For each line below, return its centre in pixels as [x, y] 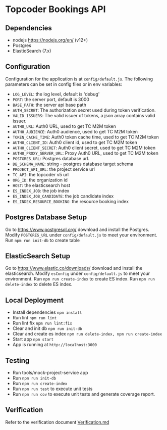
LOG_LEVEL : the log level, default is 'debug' [56, 94]
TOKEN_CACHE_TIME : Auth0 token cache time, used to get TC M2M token [86, 137]
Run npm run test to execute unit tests [52, 389]
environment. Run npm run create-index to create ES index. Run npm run [80, 279]
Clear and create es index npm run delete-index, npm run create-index [87, 334]
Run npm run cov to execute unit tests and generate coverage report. [84, 394]
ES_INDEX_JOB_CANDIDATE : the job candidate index [63, 196]
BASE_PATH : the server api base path [49, 105]
